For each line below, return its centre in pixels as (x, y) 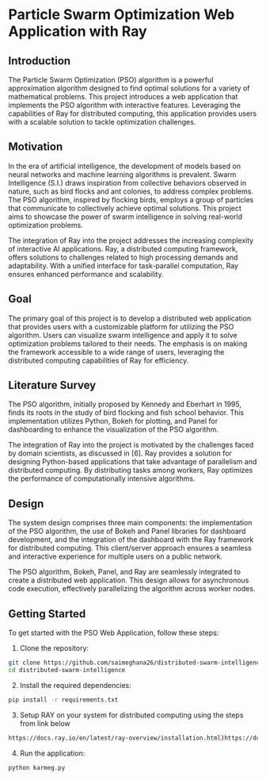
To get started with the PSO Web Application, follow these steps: (114, 633)
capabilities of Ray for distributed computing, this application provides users (133, 113)
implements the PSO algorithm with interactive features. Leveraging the (125, 105)
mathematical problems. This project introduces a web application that (123, 96)
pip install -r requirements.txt (63, 700)
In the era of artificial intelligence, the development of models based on (125, 166)
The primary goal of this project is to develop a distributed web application (130, 318)
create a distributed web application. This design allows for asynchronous (129, 580)
